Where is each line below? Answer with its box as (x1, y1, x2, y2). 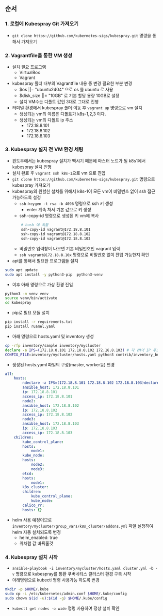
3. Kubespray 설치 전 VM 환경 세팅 (5, 146, 83, 153)
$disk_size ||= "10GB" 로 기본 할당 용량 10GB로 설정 (19, 92, 120, 99)
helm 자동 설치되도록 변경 (12, 529, 61, 535)
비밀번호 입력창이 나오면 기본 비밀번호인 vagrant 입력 (19, 245, 120, 251)
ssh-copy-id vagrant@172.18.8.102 (21, 232, 91, 237)
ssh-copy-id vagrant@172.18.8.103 (21, 236, 91, 241)
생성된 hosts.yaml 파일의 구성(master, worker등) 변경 (12, 361, 115, 367)
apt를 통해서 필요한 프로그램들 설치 (12, 258, 79, 263)
